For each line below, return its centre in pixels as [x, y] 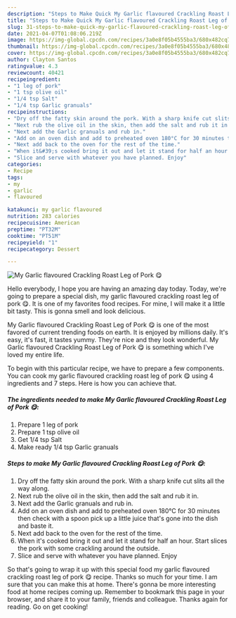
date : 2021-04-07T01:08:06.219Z [54, 33]
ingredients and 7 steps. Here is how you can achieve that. [92, 384]
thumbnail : [23, 46]
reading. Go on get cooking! [48, 607]
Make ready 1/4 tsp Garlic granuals [68, 447]
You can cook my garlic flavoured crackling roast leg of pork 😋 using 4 [111, 376]
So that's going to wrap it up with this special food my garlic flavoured [109, 569]
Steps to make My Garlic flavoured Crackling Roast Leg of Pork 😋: [106, 463]
